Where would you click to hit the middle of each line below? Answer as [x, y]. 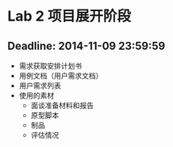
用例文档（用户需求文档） [61, 75]
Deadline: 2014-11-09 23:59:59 [86, 45]
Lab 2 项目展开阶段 [69, 16]
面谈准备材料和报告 [62, 105]
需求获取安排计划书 [50, 66]
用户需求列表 [40, 85]
